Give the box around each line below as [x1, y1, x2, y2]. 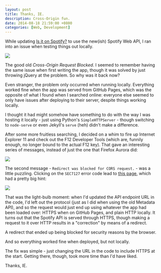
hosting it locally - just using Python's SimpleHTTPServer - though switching [5, 117, 155, 123]
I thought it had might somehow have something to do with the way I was [5, 112, 151, 118]
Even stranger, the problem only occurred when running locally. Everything [5, 82, 155, 88]
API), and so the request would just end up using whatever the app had [5, 205, 146, 210]
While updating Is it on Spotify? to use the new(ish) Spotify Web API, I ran [5, 38, 151, 44]
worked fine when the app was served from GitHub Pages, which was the [5, 87, 152, 93]
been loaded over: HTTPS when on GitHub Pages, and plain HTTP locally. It [5, 209, 156, 216]
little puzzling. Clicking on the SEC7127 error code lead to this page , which [5, 171, 151, 177]
